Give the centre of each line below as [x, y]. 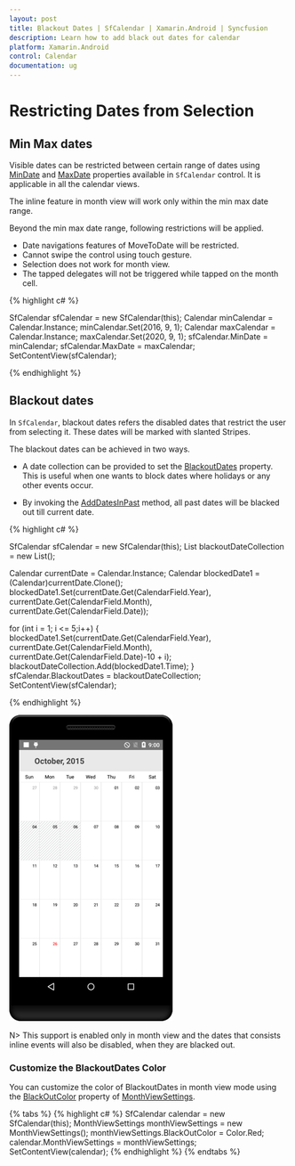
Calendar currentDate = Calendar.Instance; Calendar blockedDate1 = [135, 573]
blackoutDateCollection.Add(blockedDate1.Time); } [102, 666]
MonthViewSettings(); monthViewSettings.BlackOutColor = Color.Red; [137, 1133]
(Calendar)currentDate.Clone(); [66, 583]
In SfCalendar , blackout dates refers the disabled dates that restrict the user [147, 422]
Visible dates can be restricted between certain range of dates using [135, 165]
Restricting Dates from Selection [132, 111]
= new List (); [32, 556]
